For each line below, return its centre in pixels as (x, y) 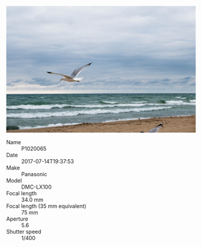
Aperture (17, 219)
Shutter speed (24, 231)
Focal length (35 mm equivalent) (46, 206)
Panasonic (34, 174)
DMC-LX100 (37, 187)
